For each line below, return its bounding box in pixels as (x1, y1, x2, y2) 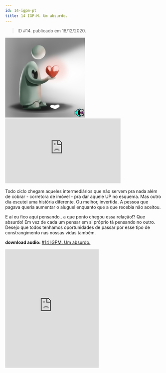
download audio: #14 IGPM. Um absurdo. (5, 239, 91, 245)
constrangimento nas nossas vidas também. (5, 229, 96, 235)
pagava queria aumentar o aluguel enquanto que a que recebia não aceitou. (5, 204, 161, 210)
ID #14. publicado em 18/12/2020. (17, 27, 86, 33)
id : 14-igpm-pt (5, 8, 37, 13)
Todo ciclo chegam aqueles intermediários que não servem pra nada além (5, 188, 158, 194)
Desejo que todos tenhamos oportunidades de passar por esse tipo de (5, 224, 151, 230)
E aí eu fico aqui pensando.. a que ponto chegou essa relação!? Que (5, 213, 146, 219)
